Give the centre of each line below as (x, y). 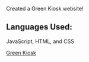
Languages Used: (39, 27)
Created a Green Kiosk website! (45, 9)
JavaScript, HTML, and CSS (40, 41)
